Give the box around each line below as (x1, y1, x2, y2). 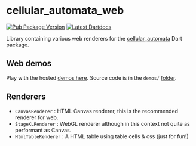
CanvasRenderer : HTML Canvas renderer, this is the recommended (14, 107, 178, 114)
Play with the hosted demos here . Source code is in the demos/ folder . (6, 74, 177, 81)
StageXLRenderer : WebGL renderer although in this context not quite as (14, 120, 190, 127)
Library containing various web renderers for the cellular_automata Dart (6, 35, 182, 42)
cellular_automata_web (6, 4, 124, 17)
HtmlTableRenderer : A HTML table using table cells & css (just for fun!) (14, 132, 189, 140)
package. (6, 41, 29, 48)
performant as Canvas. (14, 126, 72, 133)
